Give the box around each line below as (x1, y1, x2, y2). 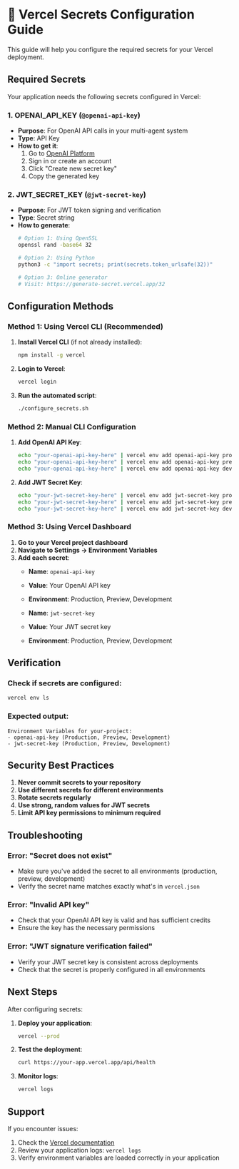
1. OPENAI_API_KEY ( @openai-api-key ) (7, 110, 141, 120)
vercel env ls (7, 695, 50, 702)
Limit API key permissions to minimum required (17, 809, 161, 817)
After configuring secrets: (7, 1005, 83, 1014)
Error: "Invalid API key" (7, 900, 90, 910)
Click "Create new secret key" (28, 164, 118, 173)
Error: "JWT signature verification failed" (7, 941, 153, 951)
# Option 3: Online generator (17, 274, 108, 281)
